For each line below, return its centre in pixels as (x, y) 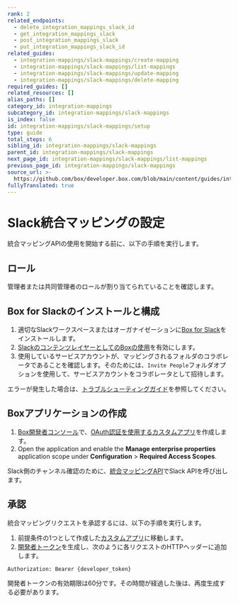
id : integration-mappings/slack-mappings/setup (79, 126)
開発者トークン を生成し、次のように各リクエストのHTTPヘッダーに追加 (122, 546)
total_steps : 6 (30, 139)
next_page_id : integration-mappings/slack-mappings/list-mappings (107, 159)
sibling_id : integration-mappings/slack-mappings (82, 146)
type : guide (25, 133)
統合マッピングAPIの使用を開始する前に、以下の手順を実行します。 (105, 244)
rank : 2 (19, 14)
